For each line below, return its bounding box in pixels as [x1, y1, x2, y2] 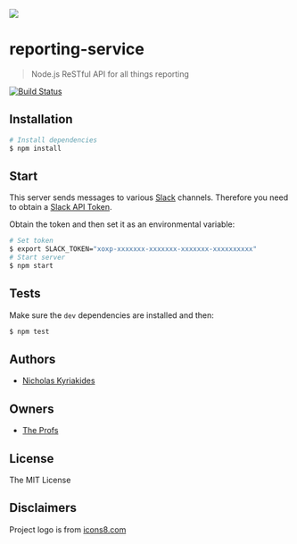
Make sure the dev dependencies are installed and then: [9, 309, 214, 321]
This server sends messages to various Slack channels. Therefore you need [9, 192, 288, 203]
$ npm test [9, 327, 50, 336]
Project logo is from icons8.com [9, 523, 127, 535]
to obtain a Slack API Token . [9, 202, 112, 213]
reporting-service [9, 39, 144, 60]
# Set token [9, 237, 54, 246]
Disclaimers [9, 500, 78, 515]
